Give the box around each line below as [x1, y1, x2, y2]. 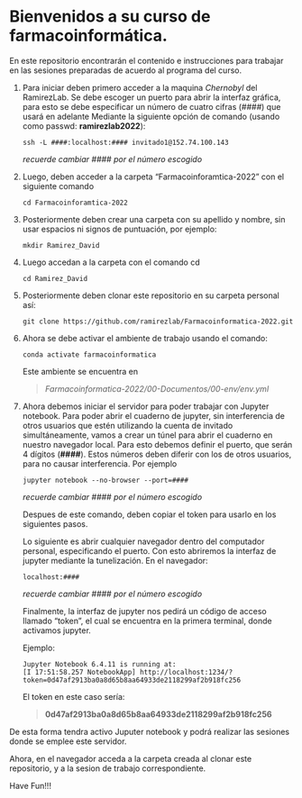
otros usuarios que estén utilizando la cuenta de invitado [22, 420, 233, 431]
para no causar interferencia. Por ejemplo [22, 458, 178, 469]
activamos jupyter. [22, 624, 92, 636]
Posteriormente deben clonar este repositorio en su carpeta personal [22, 290, 279, 301]
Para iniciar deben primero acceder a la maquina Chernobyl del [22, 82, 258, 93]
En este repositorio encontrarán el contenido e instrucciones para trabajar [9, 55, 284, 66]
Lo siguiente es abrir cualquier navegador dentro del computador [22, 536, 265, 547]
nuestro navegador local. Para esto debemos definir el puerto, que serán [22, 439, 293, 449]
